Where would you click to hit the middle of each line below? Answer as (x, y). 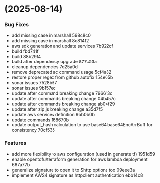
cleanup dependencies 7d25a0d (45, 67)
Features (16, 143)
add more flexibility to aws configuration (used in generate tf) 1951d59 (83, 154)
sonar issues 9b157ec (34, 88)
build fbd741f (25, 51)
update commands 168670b (40, 120)
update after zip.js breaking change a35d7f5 (57, 109)
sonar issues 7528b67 (34, 83)
